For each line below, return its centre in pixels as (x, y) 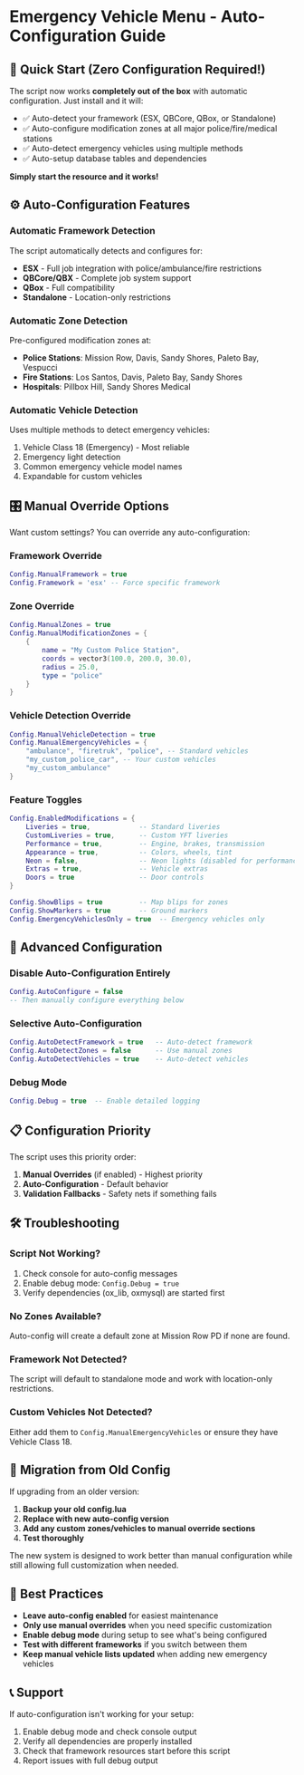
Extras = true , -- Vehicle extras (117, 869)
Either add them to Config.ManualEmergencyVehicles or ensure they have (144, 1432)
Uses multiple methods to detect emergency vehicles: (110, 430)
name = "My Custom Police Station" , (111, 651)
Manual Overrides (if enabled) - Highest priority (113, 1174)
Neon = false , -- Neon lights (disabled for (139, 861)
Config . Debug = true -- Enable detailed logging (105, 1101)
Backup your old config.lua (74, 1510)
